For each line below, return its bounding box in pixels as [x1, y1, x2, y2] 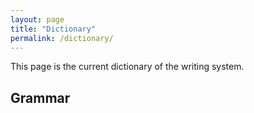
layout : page [10, 14, 65, 25]
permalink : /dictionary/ [10, 33, 114, 43]
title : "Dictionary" [10, 24, 97, 34]
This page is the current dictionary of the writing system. [10, 61, 245, 73]
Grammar [10, 89, 71, 106]
